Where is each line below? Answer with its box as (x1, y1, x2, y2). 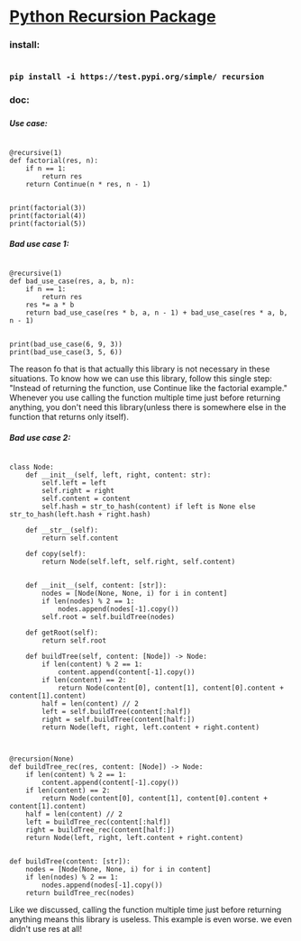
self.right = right (41, 487, 115, 496)
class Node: (9, 462, 54, 472)
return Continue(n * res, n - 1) (25, 180, 151, 189)
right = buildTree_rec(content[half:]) (25, 826, 176, 835)
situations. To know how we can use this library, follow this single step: (9, 373, 272, 384)
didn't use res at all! (9, 924, 83, 935)
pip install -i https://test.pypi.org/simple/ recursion (9, 72, 265, 82)
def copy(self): (25, 550, 87, 559)
